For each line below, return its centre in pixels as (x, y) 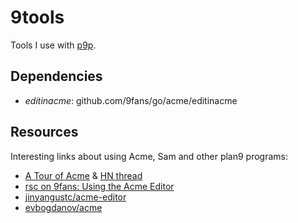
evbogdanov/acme (63, 207)
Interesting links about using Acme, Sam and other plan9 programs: (149, 156)
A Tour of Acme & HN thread (83, 175)
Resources (44, 132)
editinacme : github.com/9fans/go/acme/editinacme (131, 100)
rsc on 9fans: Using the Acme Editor (99, 186)
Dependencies (56, 76)
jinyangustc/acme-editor (75, 197)
